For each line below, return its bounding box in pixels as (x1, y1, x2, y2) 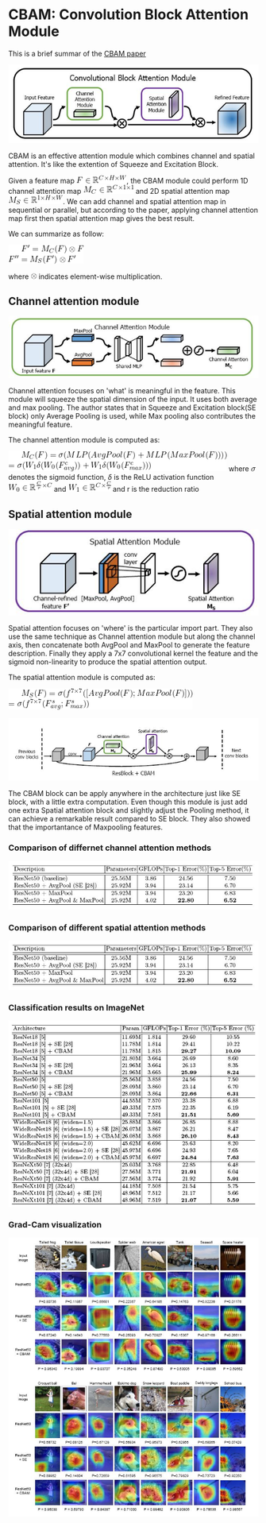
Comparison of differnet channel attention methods (8, 842, 212, 853)
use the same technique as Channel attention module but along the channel (8, 632, 256, 641)
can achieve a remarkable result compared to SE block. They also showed (8, 814, 251, 824)
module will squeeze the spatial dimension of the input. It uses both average (8, 395, 257, 404)
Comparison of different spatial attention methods (8, 922, 206, 934)
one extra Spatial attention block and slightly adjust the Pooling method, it (8, 806, 249, 815)
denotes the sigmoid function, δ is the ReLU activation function (8, 473, 214, 482)
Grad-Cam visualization (8, 1219, 102, 1230)
